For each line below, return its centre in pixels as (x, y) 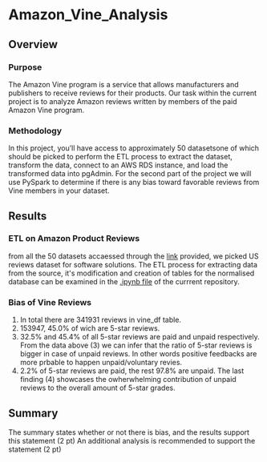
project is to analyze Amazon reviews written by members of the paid (123, 101)
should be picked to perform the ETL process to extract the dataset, (120, 157)
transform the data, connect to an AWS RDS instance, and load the (118, 165)
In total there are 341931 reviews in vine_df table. (101, 320)
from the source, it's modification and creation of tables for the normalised (131, 273)
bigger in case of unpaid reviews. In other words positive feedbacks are (138, 354)
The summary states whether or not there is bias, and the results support (129, 432)
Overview (33, 44)
